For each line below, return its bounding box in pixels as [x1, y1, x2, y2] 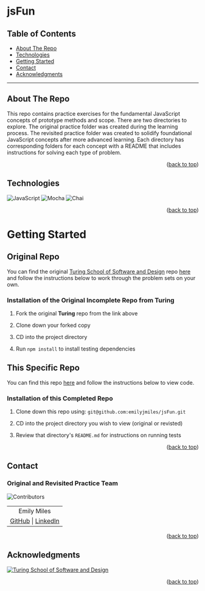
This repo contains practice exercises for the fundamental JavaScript [7, 110, 180, 117]
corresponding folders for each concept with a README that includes [7, 142, 181, 150]
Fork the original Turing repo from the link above [15, 309, 138, 317]
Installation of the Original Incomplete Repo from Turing [7, 296, 175, 304]
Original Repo [7, 251, 60, 262]
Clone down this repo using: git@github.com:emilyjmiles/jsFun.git [15, 408, 186, 415]
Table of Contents [7, 29, 77, 39]
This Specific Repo [7, 363, 80, 373]
